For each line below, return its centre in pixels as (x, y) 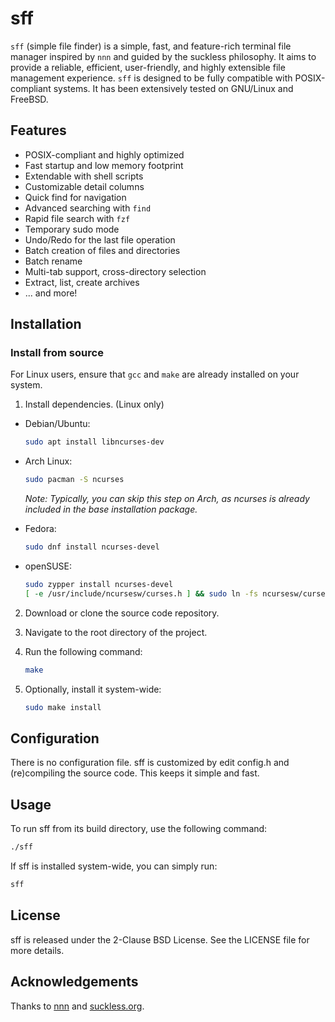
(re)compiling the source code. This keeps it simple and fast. (135, 773)
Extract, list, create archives (82, 282)
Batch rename (53, 261)
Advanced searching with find (88, 208)
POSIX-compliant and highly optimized (104, 154)
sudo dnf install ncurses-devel (92, 547)
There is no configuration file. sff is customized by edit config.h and (150, 763)
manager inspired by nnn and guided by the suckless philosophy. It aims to (163, 56)
